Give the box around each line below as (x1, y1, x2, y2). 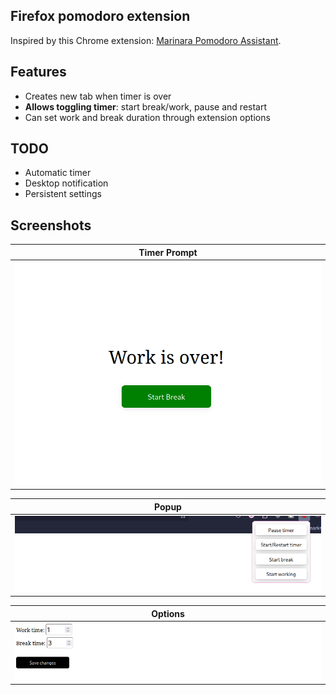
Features (10, 64, 67, 81)
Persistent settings (24, 188, 103, 200)
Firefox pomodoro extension (10, 8, 191, 25)
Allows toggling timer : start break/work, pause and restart (24, 100, 268, 113)
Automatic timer (24, 167, 92, 179)
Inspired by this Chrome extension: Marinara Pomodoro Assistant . (10, 34, 282, 46)
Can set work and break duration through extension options (24, 111, 271, 123)
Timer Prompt (138, 246, 198, 258)
